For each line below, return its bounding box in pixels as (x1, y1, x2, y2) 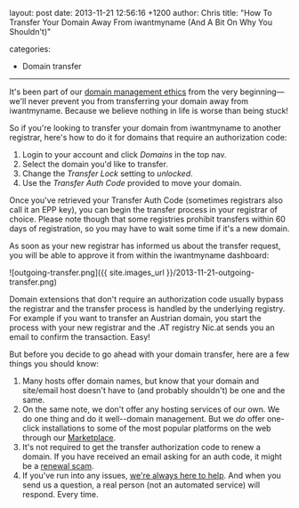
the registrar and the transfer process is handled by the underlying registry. (9, 303, 286, 314)
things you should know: (9, 359, 100, 368)
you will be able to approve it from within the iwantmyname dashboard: (9, 250, 270, 261)
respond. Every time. (21, 489, 100, 499)
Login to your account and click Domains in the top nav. (21, 149, 227, 159)
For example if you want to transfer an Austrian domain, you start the (9, 313, 262, 323)
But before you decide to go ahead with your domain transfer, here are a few (9, 349, 290, 359)
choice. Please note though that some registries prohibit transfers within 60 (9, 214, 287, 224)
